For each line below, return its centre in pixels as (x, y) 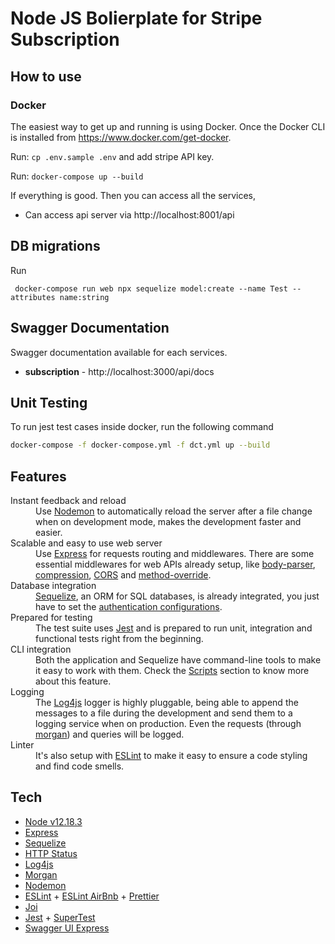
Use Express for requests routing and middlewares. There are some (175, 553)
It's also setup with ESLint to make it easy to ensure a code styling (171, 755)
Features (38, 476)
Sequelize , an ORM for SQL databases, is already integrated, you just (177, 596)
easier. (49, 532)
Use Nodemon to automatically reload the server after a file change (174, 511)
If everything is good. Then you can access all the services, (133, 195)
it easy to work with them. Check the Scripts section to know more (172, 670)
